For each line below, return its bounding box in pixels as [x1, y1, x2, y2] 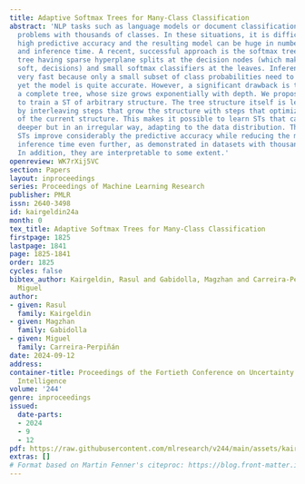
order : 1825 [9, 258, 54, 268]
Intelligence [17, 376, 67, 386]
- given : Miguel [9, 334, 71, 343]
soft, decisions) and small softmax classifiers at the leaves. [17, 64, 266, 74]
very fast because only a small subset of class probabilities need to [17, 73, 295, 82]
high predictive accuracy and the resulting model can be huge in [17, 38, 274, 48]
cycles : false [9, 267, 64, 276]
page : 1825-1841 [9, 250, 71, 259]
